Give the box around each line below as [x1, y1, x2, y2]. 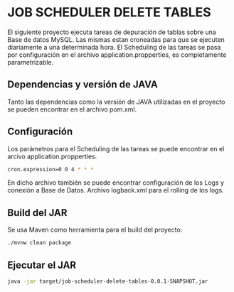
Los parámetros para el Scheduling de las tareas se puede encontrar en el [7, 144, 225, 153]
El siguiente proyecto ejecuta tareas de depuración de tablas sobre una [7, 28, 217, 36]
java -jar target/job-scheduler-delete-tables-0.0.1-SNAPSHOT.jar [7, 278, 208, 285]
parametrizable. [7, 58, 54, 66]
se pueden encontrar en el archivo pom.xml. [7, 104, 137, 114]
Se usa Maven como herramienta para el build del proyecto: [7, 225, 183, 234]
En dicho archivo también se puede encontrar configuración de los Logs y [7, 178, 225, 187]
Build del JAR [7, 207, 68, 219]
